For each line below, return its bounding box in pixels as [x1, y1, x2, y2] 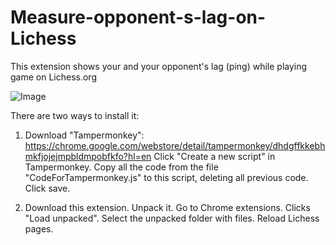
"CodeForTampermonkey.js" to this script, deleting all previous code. [24, 171, 309, 183]
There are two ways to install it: [10, 109, 140, 121]
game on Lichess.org [10, 71, 97, 83]
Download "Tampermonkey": [24, 129, 145, 141]
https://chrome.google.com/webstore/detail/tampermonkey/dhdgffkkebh [24, 139, 326, 151]
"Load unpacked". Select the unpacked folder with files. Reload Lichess [24, 212, 320, 224]
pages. [24, 222, 54, 235]
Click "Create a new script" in [153, 150, 276, 162]
